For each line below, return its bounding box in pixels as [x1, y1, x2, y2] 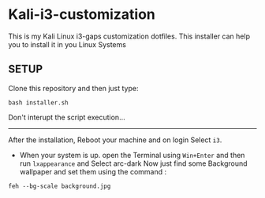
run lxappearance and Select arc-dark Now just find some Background [19, 159, 248, 168]
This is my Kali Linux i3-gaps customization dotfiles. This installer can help [8, 31, 251, 41]
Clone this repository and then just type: [8, 83, 139, 93]
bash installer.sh [8, 98, 69, 107]
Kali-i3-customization [8, 5, 156, 24]
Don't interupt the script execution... [8, 112, 125, 122]
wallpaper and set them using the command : [19, 167, 167, 176]
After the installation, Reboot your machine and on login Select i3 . [8, 135, 222, 145]
